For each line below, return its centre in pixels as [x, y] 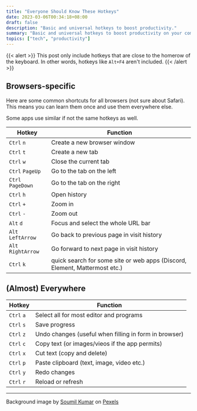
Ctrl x [18, 353]
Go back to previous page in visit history [107, 235]
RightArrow [24, 252]
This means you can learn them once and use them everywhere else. [89, 107]
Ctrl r [18, 382]
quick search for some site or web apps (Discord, [119, 260]
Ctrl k [18, 264]
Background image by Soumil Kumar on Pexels [62, 402]
